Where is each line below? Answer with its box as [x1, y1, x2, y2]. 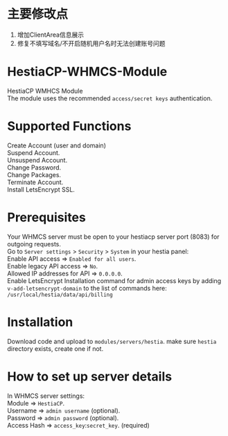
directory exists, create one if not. [7, 344, 104, 353]
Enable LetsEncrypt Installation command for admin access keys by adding [7, 276, 222, 284]
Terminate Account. [7, 178, 64, 186]
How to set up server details [7, 368, 172, 384]
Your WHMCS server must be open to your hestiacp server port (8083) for [7, 233, 220, 241]
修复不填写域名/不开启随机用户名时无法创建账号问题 [17, 39, 166, 47]
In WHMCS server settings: [7, 392, 85, 400]
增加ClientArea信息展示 [17, 30, 85, 39]
